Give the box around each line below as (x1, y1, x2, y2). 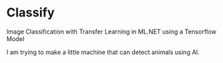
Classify (6, 5, 55, 21)
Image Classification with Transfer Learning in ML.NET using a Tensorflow (6, 27, 217, 36)
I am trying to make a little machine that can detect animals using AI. (6, 48, 200, 56)
